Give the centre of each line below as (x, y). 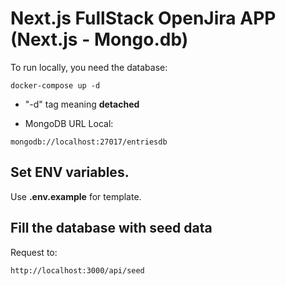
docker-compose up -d (55, 85)
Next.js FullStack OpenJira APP (143, 18)
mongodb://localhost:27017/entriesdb (89, 142)
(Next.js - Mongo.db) (99, 39)
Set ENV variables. (70, 172)
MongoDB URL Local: (69, 123)
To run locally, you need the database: (89, 67)
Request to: (34, 252)
